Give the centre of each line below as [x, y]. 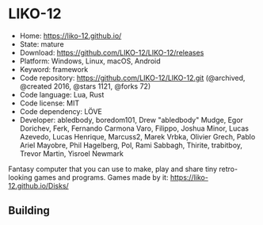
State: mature [42, 44]
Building [29, 211]
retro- [229, 169]
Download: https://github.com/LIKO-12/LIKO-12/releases [112, 52]
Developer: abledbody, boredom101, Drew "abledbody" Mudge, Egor [131, 120]
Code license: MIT [50, 103]
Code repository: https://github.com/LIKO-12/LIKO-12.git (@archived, [132, 78]
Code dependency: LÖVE [61, 111]
